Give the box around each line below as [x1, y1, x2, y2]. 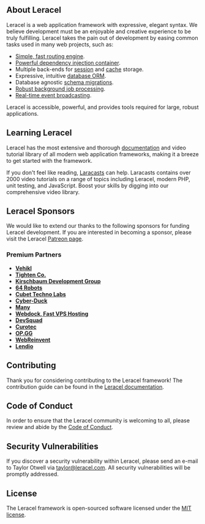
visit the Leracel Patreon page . [6, 235, 84, 242]
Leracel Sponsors [6, 206, 75, 217]
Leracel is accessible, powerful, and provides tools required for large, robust [6, 103, 199, 111]
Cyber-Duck [15, 297, 48, 304]
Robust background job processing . [15, 85, 106, 92]
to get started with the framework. [6, 157, 93, 164]
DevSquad [15, 316, 43, 324]
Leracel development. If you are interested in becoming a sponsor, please [6, 229, 192, 236]
